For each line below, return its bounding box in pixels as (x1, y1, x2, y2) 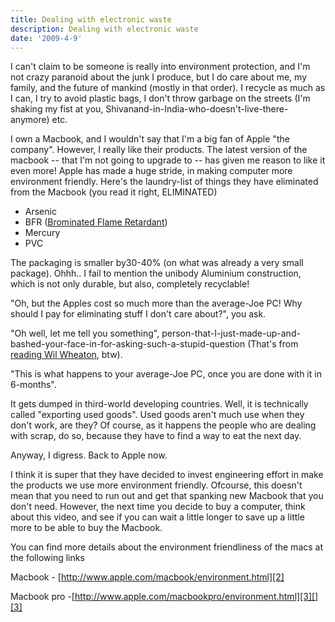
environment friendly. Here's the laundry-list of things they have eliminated (10, 176, 319, 188)
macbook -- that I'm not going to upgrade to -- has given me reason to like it (10, 154, 326, 166)
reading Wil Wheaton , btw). (10, 349, 123, 361)
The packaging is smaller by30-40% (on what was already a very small (10, 257, 304, 269)
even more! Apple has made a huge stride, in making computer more (10, 165, 293, 177)
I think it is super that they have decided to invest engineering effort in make (10, 469, 324, 481)
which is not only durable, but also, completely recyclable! (10, 278, 250, 290)
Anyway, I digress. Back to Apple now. (10, 449, 168, 461)
